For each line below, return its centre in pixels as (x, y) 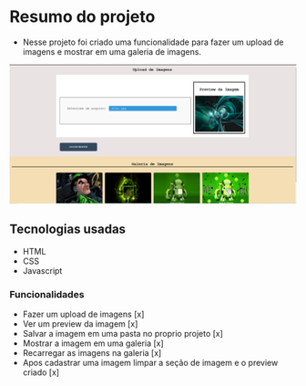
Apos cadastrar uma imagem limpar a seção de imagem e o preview (150, 363)
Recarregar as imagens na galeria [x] (92, 353)
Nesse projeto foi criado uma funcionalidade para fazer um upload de (153, 42)
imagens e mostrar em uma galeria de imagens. (112, 51)
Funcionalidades (47, 294)
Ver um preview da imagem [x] (80, 324)
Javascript (42, 270)
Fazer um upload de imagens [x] (83, 314)
